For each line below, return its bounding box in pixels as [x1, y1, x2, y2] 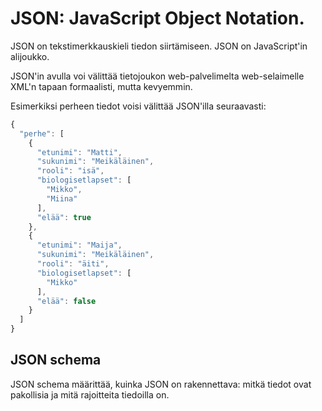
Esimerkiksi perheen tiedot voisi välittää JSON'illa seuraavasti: [10, 100, 267, 112]
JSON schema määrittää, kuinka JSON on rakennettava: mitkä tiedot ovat [10, 378, 312, 390]
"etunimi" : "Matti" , [36, 147, 123, 157]
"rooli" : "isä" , [36, 166, 105, 176]
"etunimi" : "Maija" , [36, 240, 123, 251]
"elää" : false [36, 296, 97, 306]
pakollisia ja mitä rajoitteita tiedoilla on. [10, 388, 170, 401]
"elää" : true [36, 212, 92, 222]
